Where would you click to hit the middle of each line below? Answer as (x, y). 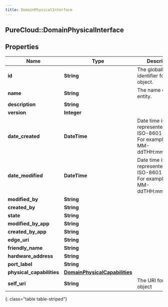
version (17, 112)
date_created (24, 136)
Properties (22, 47)
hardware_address (30, 256)
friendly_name (25, 248)
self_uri (17, 284)
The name (149, 90)
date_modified (25, 175)
